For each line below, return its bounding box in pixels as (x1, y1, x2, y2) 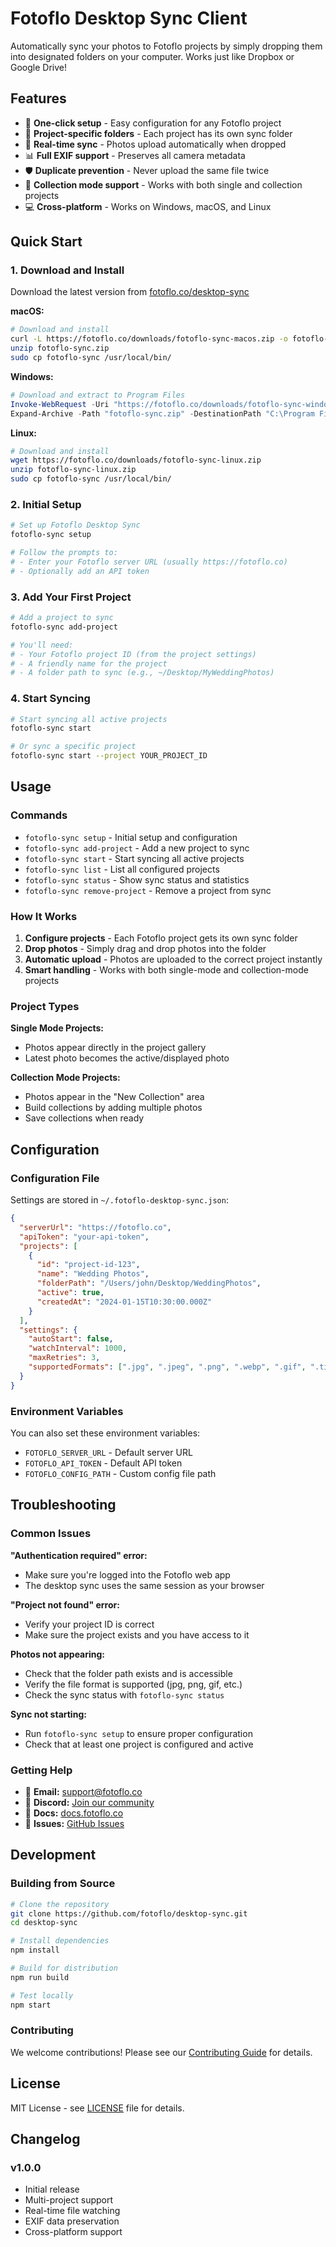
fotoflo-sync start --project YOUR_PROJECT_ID (10, 751, 208, 761)
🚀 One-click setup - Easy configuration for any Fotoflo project (24, 117, 282, 129)
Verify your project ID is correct (24, 1618, 155, 1630)
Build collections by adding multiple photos (24, 1102, 203, 1114)
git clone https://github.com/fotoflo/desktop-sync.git (10, 1908, 248, 1919)
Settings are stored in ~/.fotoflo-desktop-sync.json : (10, 1194, 229, 1206)
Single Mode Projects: (10, 1022, 105, 1034)
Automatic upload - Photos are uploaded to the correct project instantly (24, 953, 323, 966)
